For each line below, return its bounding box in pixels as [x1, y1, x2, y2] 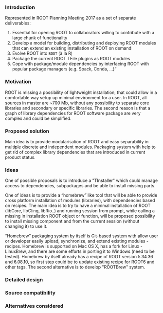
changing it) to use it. [5, 224, 48, 229]
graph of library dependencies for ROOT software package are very [5, 110, 141, 116]
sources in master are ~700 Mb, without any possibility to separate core [5, 100, 149, 106]
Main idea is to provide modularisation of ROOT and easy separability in [5, 138, 149, 144]
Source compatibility [5, 290, 56, 296]
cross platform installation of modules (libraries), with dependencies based [5, 198, 155, 203]
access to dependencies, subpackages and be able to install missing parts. [5, 183, 156, 189]
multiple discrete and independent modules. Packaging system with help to [5, 144, 156, 150]
